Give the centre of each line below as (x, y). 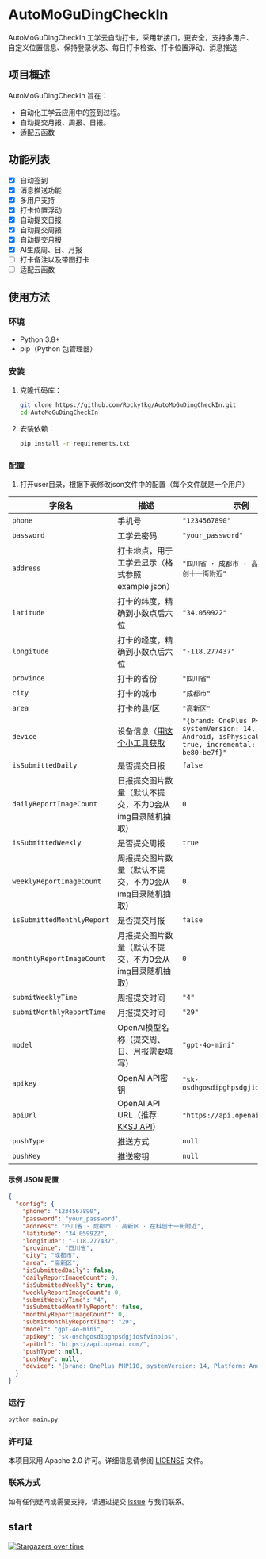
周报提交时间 (141, 998)
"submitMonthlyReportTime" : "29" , (79, 1322)
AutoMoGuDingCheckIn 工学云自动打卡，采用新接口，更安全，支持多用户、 (131, 37)
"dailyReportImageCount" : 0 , (70, 1277)
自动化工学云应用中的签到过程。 (72, 112)
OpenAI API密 (143, 1078)
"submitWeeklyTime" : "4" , (65, 1300)
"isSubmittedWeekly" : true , (68, 1285)
